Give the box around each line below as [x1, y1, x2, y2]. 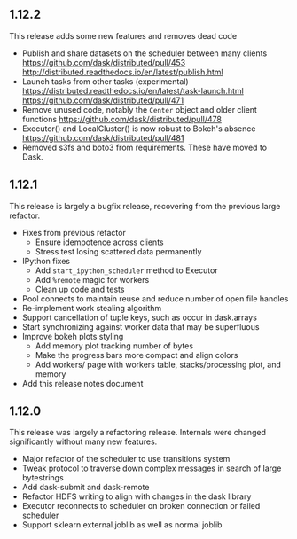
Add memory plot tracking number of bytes [35, 340, 193, 351]
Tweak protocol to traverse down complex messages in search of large [21, 463, 282, 473]
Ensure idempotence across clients [35, 237, 164, 247]
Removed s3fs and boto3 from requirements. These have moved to [21, 142, 268, 152]
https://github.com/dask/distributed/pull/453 [21, 57, 186, 67]
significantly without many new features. [9, 436, 158, 447]
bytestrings [21, 473, 64, 483]
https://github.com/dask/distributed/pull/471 [21, 95, 184, 105]
